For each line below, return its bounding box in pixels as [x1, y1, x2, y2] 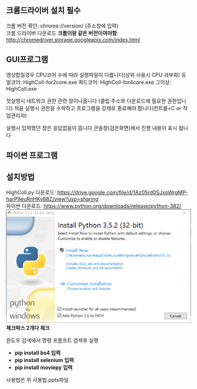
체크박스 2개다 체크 [6, 324, 50, 331]
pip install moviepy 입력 [14, 364, 73, 371]
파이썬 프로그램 [6, 151, 58, 161]
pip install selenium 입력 [14, 356, 74, 363]
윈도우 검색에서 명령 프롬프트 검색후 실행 [6, 336, 98, 344]
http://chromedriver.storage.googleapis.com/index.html [6, 36, 140, 43]
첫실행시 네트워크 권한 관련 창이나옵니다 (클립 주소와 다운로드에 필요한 [6, 97, 166, 104]
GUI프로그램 [6, 54, 49, 64]
